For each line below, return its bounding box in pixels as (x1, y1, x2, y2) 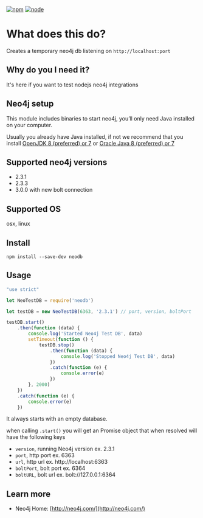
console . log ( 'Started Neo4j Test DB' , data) (28, 331, 143, 337)
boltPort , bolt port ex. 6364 (15, 464, 86, 472)
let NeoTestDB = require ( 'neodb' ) (6, 297, 94, 304)
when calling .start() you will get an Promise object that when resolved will (6, 427, 198, 435)
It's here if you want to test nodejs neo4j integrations (6, 81, 139, 88)
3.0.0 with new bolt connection (15, 186, 93, 194)
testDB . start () (6, 320, 45, 326)
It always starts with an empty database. (6, 415, 108, 422)
